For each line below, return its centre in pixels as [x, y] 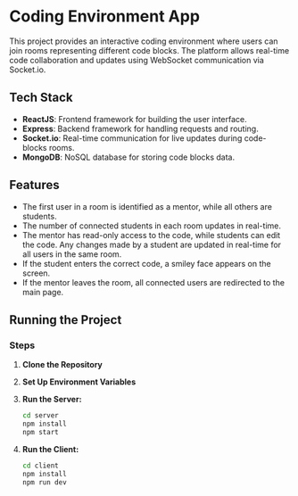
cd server [41, 416]
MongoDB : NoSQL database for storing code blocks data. [128, 157]
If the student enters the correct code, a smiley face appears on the [146, 263]
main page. [43, 292]
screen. [36, 273]
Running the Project [66, 320]
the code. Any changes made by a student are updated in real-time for [152, 244]
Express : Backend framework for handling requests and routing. [140, 128]
